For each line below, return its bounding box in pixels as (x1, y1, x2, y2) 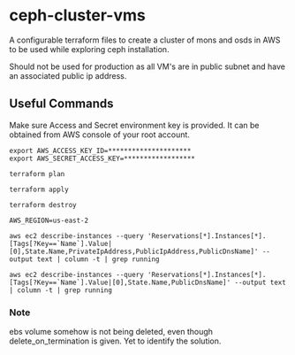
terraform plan (9, 169, 65, 178)
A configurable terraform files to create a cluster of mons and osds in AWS (9, 35, 281, 45)
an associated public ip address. (9, 70, 127, 81)
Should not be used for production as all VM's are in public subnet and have (9, 61, 285, 72)
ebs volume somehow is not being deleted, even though (9, 327, 214, 337)
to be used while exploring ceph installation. (9, 43, 170, 54)
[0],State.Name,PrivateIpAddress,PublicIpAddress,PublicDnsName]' (9, 247, 259, 256)
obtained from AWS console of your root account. (9, 129, 190, 140)
